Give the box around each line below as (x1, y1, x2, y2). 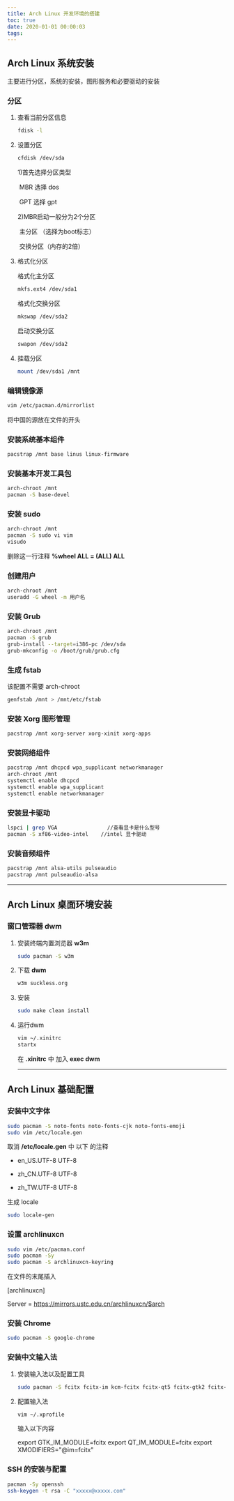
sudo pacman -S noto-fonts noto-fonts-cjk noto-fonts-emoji (7, 1122, 186, 1129)
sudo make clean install (17, 1007, 90, 1014)
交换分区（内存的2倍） (19, 242, 85, 251)
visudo (7, 538, 26, 546)
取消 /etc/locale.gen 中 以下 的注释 (7, 1143, 109, 1151)
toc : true (7, 17, 36, 24)
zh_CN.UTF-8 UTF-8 (17, 1170, 78, 1178)
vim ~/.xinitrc (17, 1035, 62, 1042)
